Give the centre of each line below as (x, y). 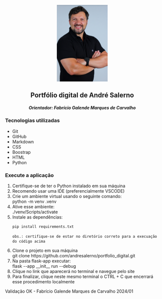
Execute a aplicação (29, 175)
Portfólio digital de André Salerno (82, 95)
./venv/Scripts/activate (35, 212)
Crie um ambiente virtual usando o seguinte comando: (67, 197)
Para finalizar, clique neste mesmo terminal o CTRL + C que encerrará (82, 276)
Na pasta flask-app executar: (41, 261)
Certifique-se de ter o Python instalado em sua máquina (69, 186)
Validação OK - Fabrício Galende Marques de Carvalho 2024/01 (69, 291)
